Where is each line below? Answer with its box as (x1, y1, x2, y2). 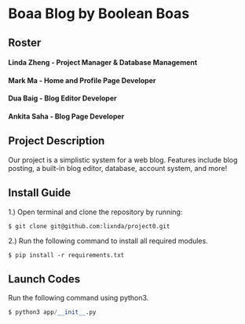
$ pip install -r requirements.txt (8, 251, 125, 259)
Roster (8, 36, 42, 49)
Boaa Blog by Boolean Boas (8, 5, 190, 23)
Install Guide (8, 186, 71, 200)
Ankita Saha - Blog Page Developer (8, 111, 125, 121)
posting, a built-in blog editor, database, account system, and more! (8, 163, 228, 173)
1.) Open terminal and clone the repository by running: (8, 207, 183, 217)
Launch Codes (8, 272, 81, 286)
